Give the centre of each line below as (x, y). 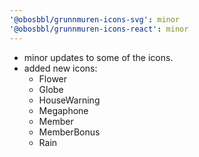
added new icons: (60, 68)
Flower (53, 78)
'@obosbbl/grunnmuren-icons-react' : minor (99, 29)
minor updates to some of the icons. (98, 57)
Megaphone (63, 110)
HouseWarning (69, 100)
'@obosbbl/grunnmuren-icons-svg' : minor (95, 19)
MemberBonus (69, 132)
